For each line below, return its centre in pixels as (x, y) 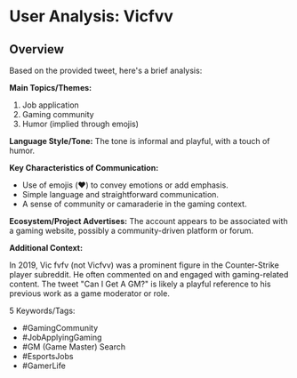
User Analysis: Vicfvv (91, 16)
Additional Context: (46, 248)
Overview (37, 49)
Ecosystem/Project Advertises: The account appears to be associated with (148, 221)
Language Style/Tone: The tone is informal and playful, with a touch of (140, 141)
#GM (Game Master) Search (74, 347)
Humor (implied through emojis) (80, 124)
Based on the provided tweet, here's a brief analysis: (106, 70)
